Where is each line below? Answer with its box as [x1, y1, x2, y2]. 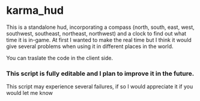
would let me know [6, 90, 53, 97]
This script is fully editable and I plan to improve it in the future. [6, 69, 195, 78]
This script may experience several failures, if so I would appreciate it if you [6, 83, 193, 90]
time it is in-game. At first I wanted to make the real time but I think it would [6, 36, 192, 43]
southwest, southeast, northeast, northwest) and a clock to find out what [6, 29, 187, 37]
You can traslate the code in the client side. [6, 54, 113, 61]
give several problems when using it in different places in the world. [6, 43, 174, 50]
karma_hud [6, 4, 64, 17]
